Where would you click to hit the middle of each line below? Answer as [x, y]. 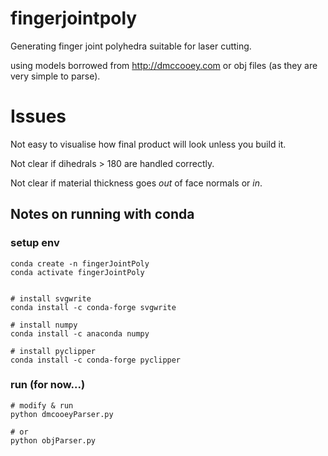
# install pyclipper [53, 351]
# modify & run [42, 405]
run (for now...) [48, 385]
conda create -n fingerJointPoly [80, 263]
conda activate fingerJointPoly [77, 272]
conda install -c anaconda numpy [80, 333]
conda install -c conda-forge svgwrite [93, 307]
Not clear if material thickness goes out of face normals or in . [136, 183]
